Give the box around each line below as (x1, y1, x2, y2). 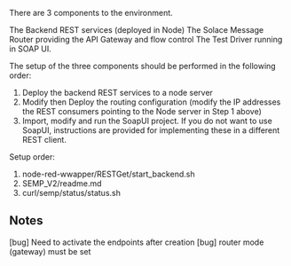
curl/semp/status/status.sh (21, 188, 122, 198)
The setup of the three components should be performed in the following (9, 61, 277, 71)
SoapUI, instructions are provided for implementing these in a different (21, 125, 280, 136)
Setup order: (9, 152, 55, 162)
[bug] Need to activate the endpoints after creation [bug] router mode (9, 237, 264, 247)
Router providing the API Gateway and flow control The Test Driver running (9, 35, 283, 44)
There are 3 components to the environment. (9, 8, 173, 18)
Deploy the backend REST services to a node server (21, 88, 213, 98)
